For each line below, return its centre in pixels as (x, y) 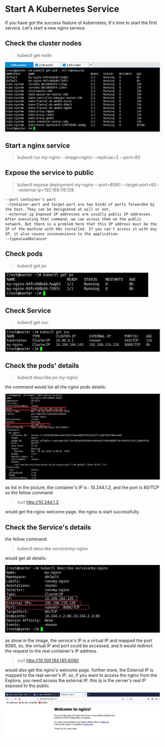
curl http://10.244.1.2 (38, 502)
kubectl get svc (33, 323)
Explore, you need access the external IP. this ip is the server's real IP (76, 680)
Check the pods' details (42, 366)
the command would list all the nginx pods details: (56, 387)
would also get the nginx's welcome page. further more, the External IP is (79, 670)
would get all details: (26, 558)
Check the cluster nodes (43, 44)
